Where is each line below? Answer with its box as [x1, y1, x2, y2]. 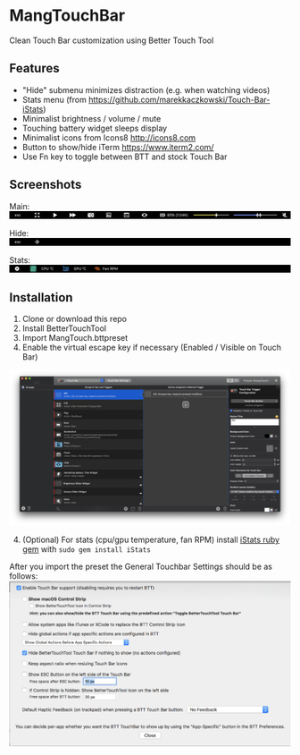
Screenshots [9, 177, 82, 192]
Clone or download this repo [21, 314, 128, 325]
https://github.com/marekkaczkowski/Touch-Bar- [87, 94, 271, 105]
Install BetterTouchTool [21, 323, 107, 334]
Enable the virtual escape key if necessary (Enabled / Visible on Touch [21, 342, 282, 353]
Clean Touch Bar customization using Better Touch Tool [9, 35, 214, 46]
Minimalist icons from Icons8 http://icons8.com [21, 131, 196, 143]
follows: [9, 571, 38, 581]
